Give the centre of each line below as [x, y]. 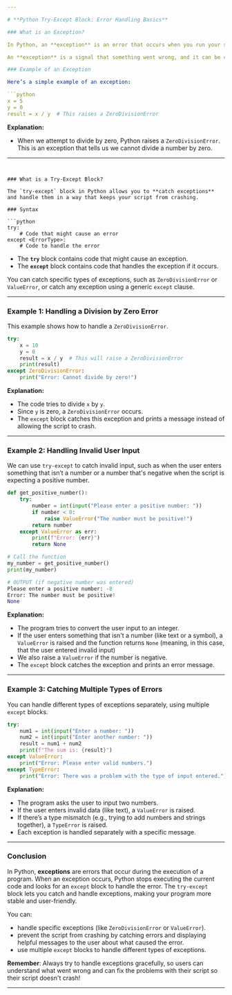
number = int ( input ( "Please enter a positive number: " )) [117, 506]
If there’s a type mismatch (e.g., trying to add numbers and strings [111, 817]
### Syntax [23, 209]
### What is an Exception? [46, 32]
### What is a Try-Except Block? [55, 179]
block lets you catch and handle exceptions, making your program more [109, 893]
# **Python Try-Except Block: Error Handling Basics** [88, 19]
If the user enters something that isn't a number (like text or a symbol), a [120, 636]
